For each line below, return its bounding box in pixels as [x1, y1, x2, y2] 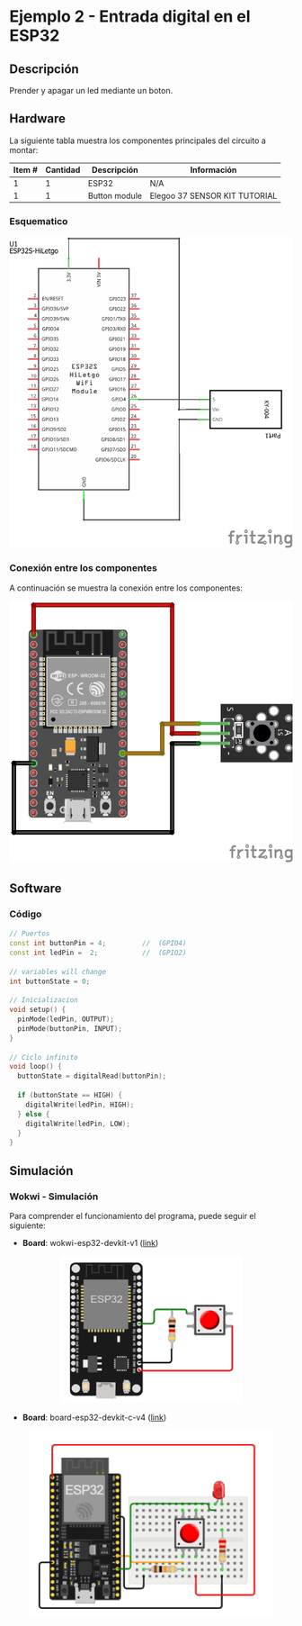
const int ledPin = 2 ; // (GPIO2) [9, 948, 187, 957]
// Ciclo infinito [9, 1052, 78, 1061]
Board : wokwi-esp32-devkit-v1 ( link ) [22, 1237, 159, 1248]
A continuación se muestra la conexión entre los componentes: [9, 583, 243, 593]
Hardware [9, 111, 66, 127]
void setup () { [9, 1006, 67, 1015]
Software [9, 881, 62, 896]
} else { [17, 1109, 50, 1118]
